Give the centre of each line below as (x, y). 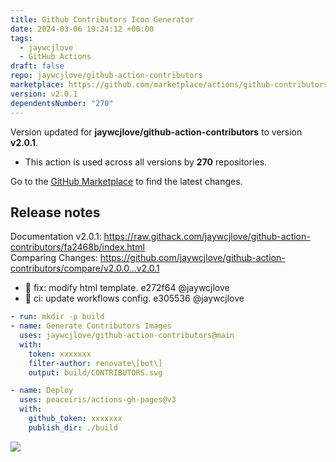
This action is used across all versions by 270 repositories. (146, 162)
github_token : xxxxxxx (75, 419)
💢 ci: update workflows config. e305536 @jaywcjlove (134, 298)
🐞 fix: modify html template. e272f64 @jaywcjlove (127, 288)
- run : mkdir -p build (57, 317)
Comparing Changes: (54, 258)
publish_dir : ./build (73, 427)
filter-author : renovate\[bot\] (95, 363)
